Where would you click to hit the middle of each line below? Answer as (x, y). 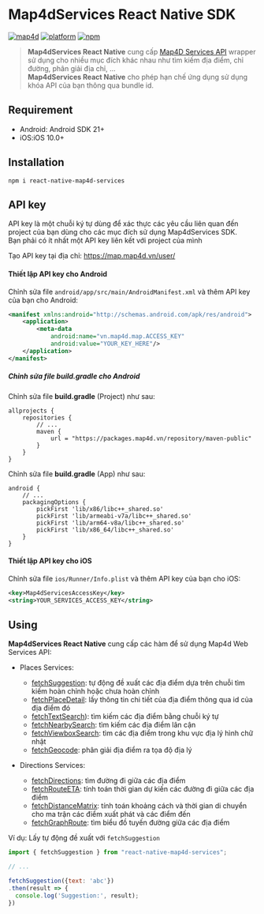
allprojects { (32, 411)
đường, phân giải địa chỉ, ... (71, 68)
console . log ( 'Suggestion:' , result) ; (77, 895)
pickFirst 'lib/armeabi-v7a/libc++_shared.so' (114, 516)
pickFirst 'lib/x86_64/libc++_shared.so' (106, 530)
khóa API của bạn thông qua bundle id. (91, 85)
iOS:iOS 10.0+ (42, 137)
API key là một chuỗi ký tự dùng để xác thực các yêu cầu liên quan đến (123, 224)
